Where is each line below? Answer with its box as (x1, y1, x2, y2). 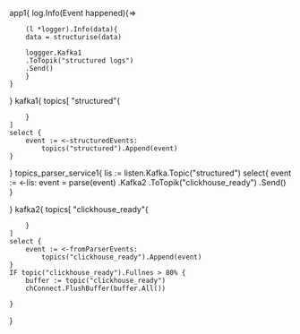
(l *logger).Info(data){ (25, 25, 118, 34)
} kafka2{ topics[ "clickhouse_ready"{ (9, 204, 150, 214)
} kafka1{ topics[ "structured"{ (9, 96, 121, 106)
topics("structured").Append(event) (41, 144, 178, 153)
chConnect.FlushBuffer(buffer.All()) (25, 284, 167, 293)
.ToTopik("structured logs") (25, 56, 134, 65)
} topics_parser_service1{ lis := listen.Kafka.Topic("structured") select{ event (9, 167, 292, 178)
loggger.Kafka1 (25, 48, 82, 57)
